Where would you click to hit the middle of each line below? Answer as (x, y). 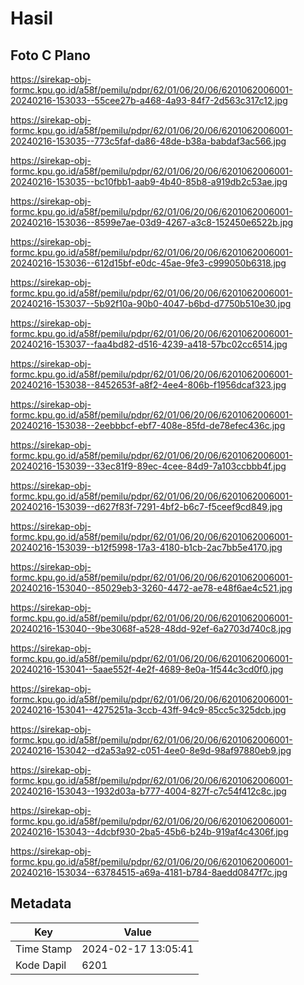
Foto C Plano (50, 55)
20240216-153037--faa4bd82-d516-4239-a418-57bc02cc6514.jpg (149, 344)
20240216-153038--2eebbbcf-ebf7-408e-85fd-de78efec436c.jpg (148, 425)
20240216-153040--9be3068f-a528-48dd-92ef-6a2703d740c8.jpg (151, 628)
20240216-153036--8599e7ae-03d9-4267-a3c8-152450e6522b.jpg (152, 222)
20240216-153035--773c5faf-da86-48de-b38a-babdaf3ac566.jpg (148, 141)
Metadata (41, 903)
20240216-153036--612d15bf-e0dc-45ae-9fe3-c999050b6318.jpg (148, 263)
